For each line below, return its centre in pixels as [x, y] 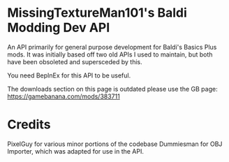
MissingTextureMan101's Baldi [97, 13]
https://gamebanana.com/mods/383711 [64, 96]
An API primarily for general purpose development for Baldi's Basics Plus [112, 47]
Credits [29, 125]
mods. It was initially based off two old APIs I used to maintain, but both [110, 54]
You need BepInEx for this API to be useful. [69, 75]
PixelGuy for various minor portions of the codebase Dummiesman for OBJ [115, 144]
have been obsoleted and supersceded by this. [75, 61]
